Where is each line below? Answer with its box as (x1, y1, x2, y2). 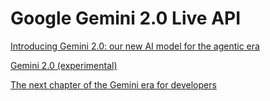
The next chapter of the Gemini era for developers (10, 78, 217, 91)
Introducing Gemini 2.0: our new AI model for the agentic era (10, 40, 260, 52)
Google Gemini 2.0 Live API (10, 7, 242, 30)
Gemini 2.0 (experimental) (10, 59, 118, 71)
